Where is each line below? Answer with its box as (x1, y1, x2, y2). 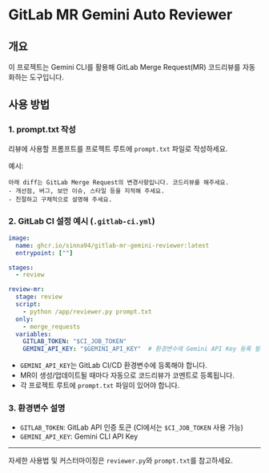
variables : (15, 330, 52, 338)
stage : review (15, 293, 62, 301)
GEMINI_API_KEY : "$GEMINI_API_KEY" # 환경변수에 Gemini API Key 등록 (22, 345, 251, 354)
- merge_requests (22, 322, 81, 330)
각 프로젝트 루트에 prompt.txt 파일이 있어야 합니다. (19, 381, 180, 390)
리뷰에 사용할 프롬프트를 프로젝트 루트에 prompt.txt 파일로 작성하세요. (8, 144, 228, 153)
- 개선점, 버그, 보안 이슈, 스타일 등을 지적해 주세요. (8, 187, 165, 195)
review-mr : (8, 285, 45, 293)
